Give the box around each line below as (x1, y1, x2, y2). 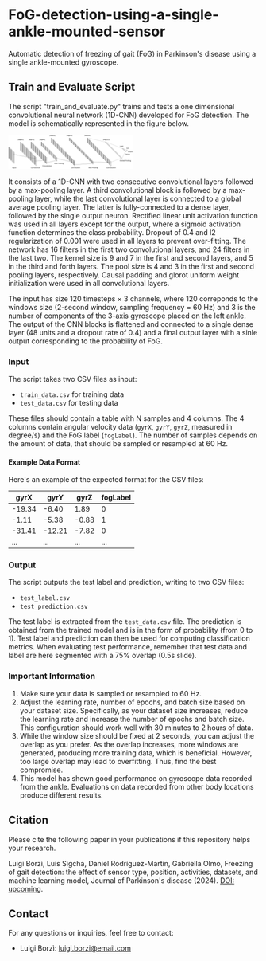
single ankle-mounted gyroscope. (8, 57, 119, 67)
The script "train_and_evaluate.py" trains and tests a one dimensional (8, 101, 235, 111)
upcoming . (8, 884, 44, 893)
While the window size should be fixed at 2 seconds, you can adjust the (19, 731, 255, 740)
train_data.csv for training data (19, 389, 125, 399)
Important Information (8, 671, 96, 682)
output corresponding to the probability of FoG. (8, 336, 163, 346)
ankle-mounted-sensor (8, 22, 166, 41)
